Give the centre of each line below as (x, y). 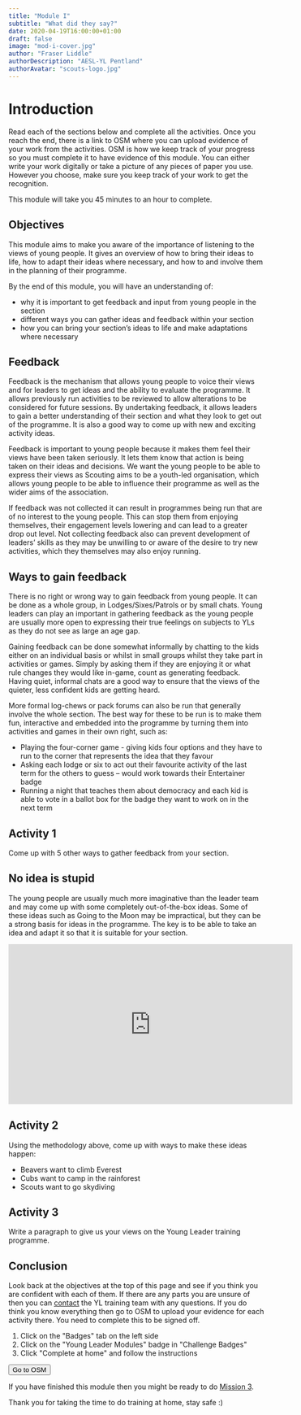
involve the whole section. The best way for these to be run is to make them (135, 714)
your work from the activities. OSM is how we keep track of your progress (132, 149)
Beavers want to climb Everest (71, 1169)
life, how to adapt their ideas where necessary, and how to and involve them (136, 262)
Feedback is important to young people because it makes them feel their (129, 449)
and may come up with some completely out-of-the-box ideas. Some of (128, 907)
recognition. (28, 183)
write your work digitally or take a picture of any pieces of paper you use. (131, 166)
